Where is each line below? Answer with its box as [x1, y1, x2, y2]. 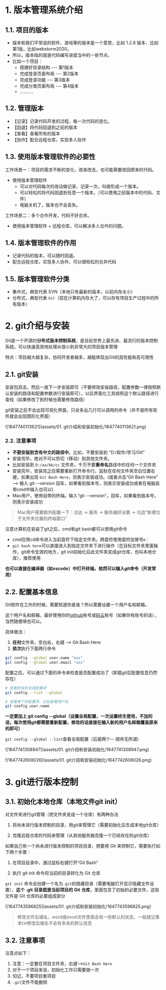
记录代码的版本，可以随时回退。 [12, 253, 78, 258]
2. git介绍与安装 [5, 320, 70, 332]
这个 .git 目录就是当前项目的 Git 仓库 [16, 887, 90, 893]
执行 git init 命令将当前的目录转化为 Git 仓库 [12, 870, 101, 876]
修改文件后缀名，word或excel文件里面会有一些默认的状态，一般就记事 [17, 914, 160, 920]
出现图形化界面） [18, 413, 53, 419]
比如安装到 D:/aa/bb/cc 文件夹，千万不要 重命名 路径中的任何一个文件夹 [12, 462, 157, 468]
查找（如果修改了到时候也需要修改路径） [5, 396, 87, 402]
